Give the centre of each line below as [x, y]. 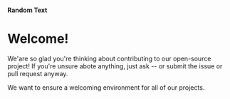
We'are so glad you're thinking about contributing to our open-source [109, 58]
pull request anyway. [38, 73]
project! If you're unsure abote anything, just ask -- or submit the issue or [115, 66]
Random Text [27, 10]
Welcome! [38, 38]
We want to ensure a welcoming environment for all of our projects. [106, 87]
